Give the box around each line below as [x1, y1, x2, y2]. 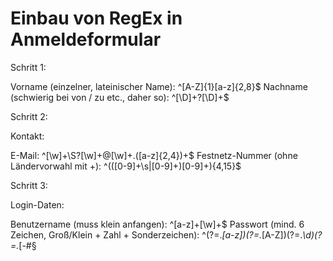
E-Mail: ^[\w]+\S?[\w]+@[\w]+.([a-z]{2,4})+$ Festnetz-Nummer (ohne [10, 149, 298, 161]
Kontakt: [10, 130, 45, 142]
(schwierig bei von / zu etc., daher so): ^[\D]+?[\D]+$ [10, 91, 230, 103]
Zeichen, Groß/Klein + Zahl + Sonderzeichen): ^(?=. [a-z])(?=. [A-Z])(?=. [10, 228, 303, 241]
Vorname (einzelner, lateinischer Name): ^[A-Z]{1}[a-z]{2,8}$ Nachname [10, 80, 308, 92]
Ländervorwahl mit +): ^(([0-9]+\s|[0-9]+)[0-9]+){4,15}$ [10, 160, 242, 172]
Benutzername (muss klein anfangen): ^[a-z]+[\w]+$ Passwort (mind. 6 [10, 218, 305, 230]
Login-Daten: [10, 198, 65, 211]
